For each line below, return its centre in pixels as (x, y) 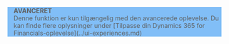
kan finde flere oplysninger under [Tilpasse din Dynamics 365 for (109, 25)
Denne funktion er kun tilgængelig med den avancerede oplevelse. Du (116, 18)
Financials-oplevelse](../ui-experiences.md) (78, 33)
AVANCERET (32, 11)
